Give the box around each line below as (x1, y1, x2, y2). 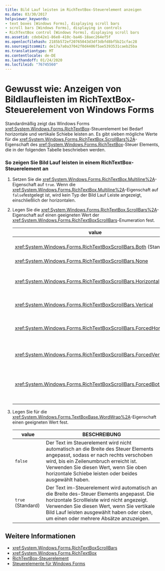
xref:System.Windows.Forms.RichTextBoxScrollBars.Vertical (14, 302, 153, 308)
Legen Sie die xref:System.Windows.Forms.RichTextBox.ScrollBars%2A (12, 207, 157, 213)
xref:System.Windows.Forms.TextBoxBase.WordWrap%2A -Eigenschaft (12, 414, 157, 420)
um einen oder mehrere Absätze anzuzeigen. (46, 515, 150, 522)
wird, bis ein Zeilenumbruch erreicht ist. (46, 458, 137, 465)
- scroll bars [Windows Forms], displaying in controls (5, 26, 122, 31)
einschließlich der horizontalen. (12, 198, 76, 203)
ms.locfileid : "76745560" (5, 62, 58, 67)
